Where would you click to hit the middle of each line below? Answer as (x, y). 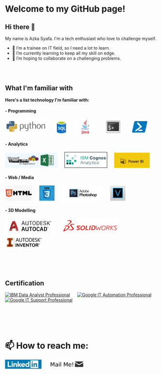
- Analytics (16, 144)
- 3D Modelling (20, 211)
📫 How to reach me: (47, 346)
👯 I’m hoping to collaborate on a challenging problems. (66, 58)
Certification (25, 283)
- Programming (21, 111)
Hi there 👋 (20, 27)
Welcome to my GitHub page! (65, 9)
